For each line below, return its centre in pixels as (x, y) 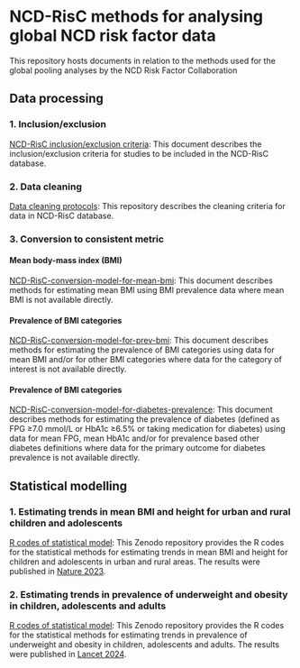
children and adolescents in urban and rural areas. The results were (135, 562)
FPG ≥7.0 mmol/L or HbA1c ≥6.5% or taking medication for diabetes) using (147, 429)
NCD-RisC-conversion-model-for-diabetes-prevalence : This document (141, 410)
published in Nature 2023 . (58, 572)
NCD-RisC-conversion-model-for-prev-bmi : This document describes (139, 341)
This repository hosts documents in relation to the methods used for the (143, 60)
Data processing (56, 99)
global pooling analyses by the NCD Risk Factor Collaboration (123, 70)
